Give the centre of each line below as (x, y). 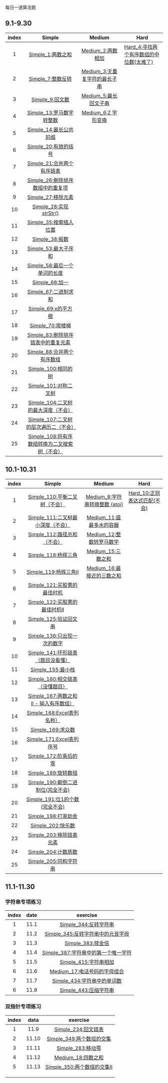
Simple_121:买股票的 (53, 585)
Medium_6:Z (96, 113)
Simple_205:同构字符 (53, 861)
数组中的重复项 (50, 188)
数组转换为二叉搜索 (50, 444)
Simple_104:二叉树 (50, 402)
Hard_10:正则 (144, 493)
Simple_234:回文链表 (79, 1029)
